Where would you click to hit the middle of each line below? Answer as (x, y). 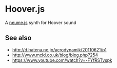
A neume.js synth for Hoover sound (41, 23)
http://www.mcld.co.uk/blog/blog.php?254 (55, 55)
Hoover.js (25, 9)
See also (18, 38)
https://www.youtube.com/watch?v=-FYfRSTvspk (62, 60)
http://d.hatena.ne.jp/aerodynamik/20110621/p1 (59, 49)
